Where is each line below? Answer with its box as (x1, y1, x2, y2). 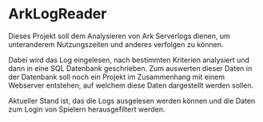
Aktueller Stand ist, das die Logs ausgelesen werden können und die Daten (8, 96, 256, 105)
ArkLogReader (8, 5, 107, 23)
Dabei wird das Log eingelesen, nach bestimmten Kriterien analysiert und (8, 55, 250, 65)
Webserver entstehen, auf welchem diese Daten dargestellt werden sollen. (8, 81, 254, 90)
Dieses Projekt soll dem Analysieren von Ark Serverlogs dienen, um (8, 31, 230, 41)
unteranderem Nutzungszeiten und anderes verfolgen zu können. (8, 39, 224, 49)
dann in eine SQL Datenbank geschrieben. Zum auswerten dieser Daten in (8, 63, 253, 73)
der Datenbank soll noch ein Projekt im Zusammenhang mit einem (8, 72, 225, 81)
